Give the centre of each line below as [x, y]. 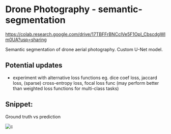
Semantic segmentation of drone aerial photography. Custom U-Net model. [84, 49]
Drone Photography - [51, 9]
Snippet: [19, 104]
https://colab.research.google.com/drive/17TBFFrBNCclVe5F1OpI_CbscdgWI [85, 34]
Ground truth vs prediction [33, 116]
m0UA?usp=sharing [26, 40]
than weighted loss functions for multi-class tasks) [66, 88]
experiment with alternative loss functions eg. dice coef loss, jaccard [85, 78]
